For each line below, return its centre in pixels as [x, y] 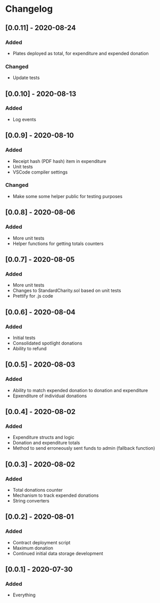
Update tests [26, 78]
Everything [24, 595]
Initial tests [24, 337]
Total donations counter [37, 490]
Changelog [29, 9]
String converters [31, 500]
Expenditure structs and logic [44, 438]
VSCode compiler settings [40, 172]
